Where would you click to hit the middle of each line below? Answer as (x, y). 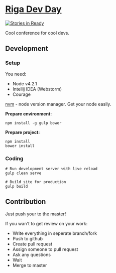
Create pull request (32, 244)
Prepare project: (23, 132)
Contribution (26, 202)
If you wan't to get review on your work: (46, 223)
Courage (22, 94)
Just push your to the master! (36, 214)
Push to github (28, 238)
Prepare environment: (29, 113)
